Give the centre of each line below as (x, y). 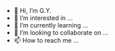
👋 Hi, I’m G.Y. (33, 11)
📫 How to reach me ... (46, 40)
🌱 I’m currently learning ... (51, 25)
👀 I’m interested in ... (43, 18)
